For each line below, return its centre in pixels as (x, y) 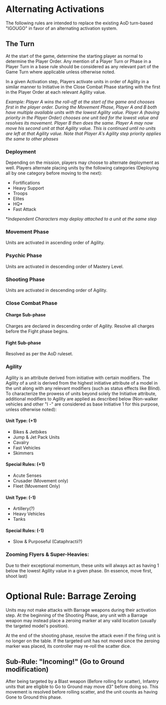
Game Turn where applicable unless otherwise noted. (61, 72)
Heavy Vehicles (29, 514)
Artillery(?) (24, 509)
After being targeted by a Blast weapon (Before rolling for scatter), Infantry (82, 682)
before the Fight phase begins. (37, 331)
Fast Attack (24, 209)
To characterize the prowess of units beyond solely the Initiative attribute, (81, 393)
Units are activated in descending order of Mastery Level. (65, 266)
